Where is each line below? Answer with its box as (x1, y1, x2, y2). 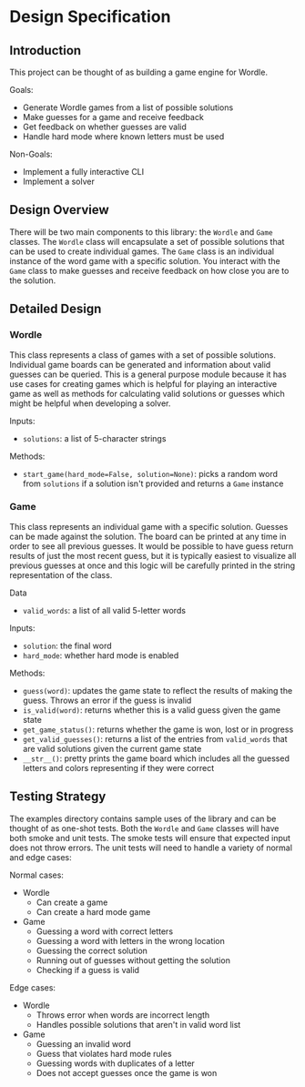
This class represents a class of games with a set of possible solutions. (9, 349, 276, 361)
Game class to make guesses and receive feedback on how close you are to (9, 265, 290, 276)
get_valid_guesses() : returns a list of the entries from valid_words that (22, 733, 289, 744)
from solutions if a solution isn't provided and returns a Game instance (22, 478, 284, 489)
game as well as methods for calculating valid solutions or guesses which (9, 388, 285, 399)
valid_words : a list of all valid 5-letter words (22, 604, 187, 615)
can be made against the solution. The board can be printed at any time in (9, 531, 287, 542)
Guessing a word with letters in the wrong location (36, 935, 226, 946)
